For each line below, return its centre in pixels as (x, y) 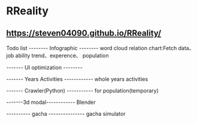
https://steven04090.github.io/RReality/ (84, 33)
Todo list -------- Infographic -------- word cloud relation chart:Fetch (92, 48)
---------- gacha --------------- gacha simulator (66, 114)
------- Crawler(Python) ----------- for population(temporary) (82, 90)
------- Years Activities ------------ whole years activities (77, 79)
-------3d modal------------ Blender (51, 102)
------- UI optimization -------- (44, 67)
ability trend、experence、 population (62, 56)
